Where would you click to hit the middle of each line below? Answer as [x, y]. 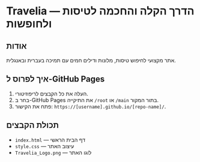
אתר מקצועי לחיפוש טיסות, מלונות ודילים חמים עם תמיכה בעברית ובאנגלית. [91, 60]
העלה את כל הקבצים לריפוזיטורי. [52, 94]
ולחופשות [29, 24]
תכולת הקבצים [32, 125]
